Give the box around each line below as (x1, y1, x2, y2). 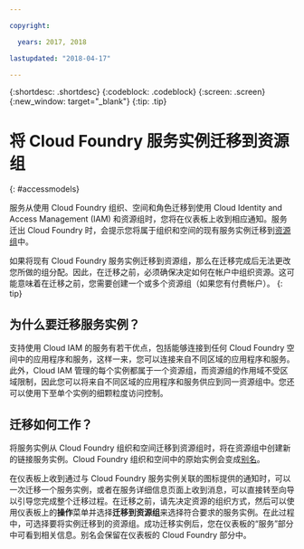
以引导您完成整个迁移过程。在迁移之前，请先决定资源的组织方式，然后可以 (9, 495, 287, 506)
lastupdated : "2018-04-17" (9, 53, 111, 63)
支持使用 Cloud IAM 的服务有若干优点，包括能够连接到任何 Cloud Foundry (9, 343, 285, 354)
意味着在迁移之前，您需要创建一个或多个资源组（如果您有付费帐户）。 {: (16, 278, 283, 289)
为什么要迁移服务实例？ (9, 317, 140, 332)
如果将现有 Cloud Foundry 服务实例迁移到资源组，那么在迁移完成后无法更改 (9, 255, 291, 267)
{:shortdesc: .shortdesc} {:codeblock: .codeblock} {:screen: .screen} (9, 87, 266, 98)
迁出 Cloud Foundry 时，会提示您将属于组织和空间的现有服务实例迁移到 (9, 225, 276, 236)
